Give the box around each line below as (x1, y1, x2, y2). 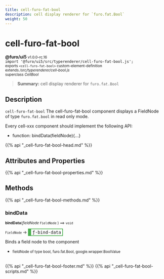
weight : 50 (5, 16, 28, 21)
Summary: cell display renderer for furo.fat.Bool (17, 81, 120, 87)
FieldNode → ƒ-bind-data (5, 229, 61, 235)
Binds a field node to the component (5, 239, 80, 245)
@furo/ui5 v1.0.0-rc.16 (5, 54, 47, 60)
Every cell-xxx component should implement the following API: (5, 123, 133, 129)
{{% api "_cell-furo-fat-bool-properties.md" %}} (5, 169, 103, 175)
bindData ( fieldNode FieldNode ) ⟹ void (5, 221, 73, 226)
